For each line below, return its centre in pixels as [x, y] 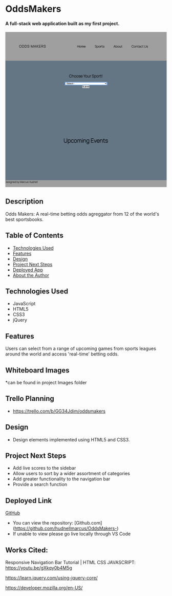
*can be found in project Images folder [46, 382]
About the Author [31, 275]
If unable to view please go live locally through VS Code [72, 534]
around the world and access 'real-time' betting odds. [62, 354]
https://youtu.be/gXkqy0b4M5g [39, 568]
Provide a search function [40, 485]
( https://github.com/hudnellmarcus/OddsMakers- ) [66, 528]
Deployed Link [29, 501]
